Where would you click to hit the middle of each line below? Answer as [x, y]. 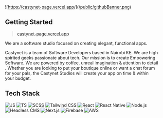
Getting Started [29, 22]
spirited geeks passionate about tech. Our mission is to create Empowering [80, 58]
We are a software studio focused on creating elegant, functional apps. [76, 43]
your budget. [18, 78]
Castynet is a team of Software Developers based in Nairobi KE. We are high [81, 52]
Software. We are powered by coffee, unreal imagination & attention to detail [81, 63]
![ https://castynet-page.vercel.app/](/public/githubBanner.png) [68, 7]
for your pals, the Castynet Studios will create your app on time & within [77, 73]
